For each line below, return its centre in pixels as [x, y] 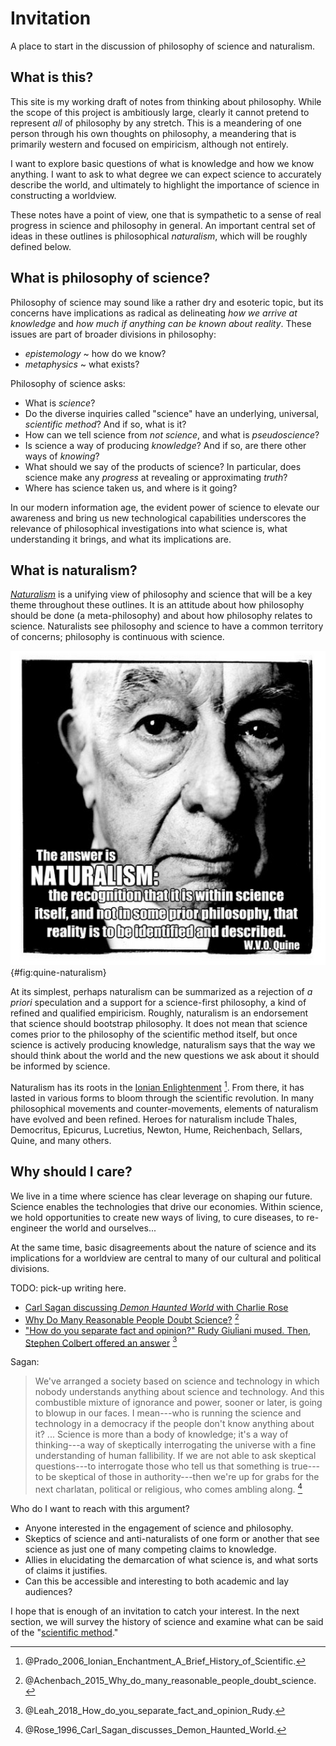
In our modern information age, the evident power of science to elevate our [165, 507]
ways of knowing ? [62, 456]
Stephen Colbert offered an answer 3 [101, 1342]
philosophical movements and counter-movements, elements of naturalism [164, 1109]
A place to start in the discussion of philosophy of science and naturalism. [162, 46]
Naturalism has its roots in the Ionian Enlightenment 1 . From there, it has [157, 1087]
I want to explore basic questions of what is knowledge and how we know [162, 163]
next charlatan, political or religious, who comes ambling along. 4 [168, 1488]
